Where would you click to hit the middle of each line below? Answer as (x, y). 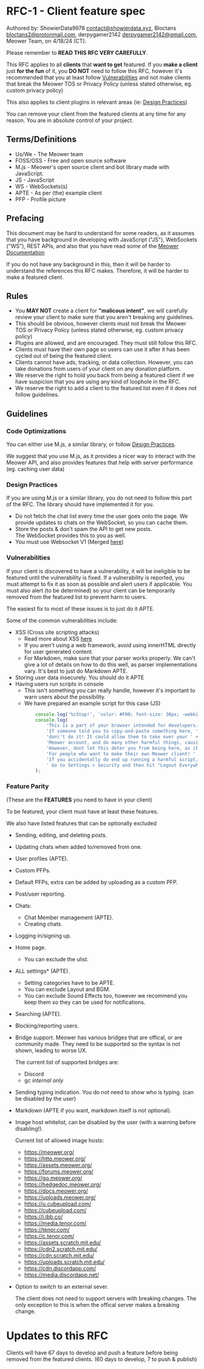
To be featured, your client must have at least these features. (83, 811)
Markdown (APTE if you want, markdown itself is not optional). (93, 1110)
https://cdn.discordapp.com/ (60, 1268)
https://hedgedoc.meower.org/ (63, 1184)
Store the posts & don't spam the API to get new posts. (84, 529)
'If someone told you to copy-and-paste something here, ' (122, 731)
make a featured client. (35, 277)
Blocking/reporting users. (47, 1026)
